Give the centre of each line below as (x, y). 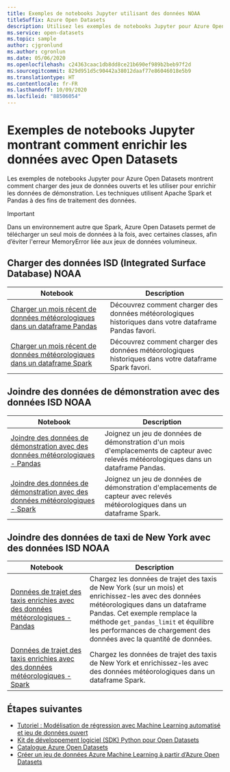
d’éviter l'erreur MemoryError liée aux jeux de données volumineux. (102, 242)
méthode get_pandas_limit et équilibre (152, 622)
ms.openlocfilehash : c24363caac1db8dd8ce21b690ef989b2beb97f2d (99, 65)
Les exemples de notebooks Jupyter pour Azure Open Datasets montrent (110, 178)
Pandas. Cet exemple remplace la (143, 613)
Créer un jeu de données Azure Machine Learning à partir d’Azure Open (118, 755)
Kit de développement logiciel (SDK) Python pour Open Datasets (108, 740)
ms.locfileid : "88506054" (44, 97)
